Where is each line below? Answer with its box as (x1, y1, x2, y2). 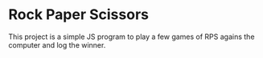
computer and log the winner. (8, 40, 106, 49)
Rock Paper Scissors (8, 6, 149, 24)
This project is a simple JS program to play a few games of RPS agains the (8, 32, 255, 41)
